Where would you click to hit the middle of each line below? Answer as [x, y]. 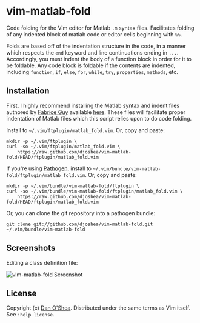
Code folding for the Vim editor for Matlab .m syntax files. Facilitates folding [100, 28]
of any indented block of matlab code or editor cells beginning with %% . [94, 34]
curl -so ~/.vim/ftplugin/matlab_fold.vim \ [63, 147]
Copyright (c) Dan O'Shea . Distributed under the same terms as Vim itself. [98, 308]
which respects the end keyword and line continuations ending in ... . [92, 52]
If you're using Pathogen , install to [49, 168]
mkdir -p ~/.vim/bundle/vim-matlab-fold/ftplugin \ [73, 186]
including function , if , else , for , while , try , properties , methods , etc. [92, 72]
